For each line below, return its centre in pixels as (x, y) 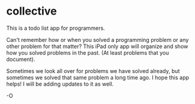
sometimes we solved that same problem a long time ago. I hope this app (98, 77)
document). (21, 59)
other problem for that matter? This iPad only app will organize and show (97, 46)
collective (32, 11)
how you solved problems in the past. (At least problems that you (88, 52)
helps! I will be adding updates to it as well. (60, 84)
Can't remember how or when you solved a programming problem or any (98, 40)
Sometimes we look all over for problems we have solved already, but (93, 71)
